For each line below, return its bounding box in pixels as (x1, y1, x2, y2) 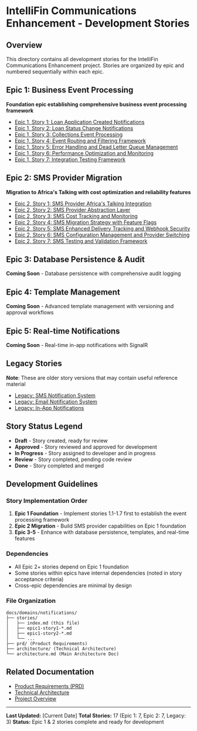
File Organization (6, 596, 56, 605)
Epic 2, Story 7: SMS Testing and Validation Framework (14, 237, 148, 245)
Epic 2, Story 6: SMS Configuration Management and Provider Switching (14, 231, 190, 238)
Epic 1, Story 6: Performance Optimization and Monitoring (14, 149, 154, 156)
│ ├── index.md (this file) (6, 620, 80, 626)
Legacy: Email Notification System (14, 398, 98, 405)
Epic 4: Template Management (6, 287, 120, 297)
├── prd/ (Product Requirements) (6, 640, 88, 646)
